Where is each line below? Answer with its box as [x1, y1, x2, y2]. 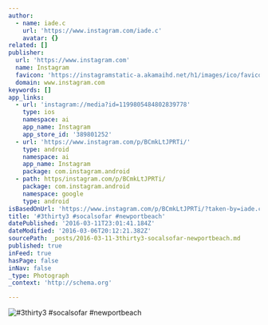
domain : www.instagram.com [15, 78, 105, 86]
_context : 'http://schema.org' [8, 279, 112, 287]
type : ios [22, 109, 56, 117]
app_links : [8, 93, 45, 101]
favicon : [15, 71, 45, 79]
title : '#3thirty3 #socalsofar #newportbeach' [8, 212, 166, 220]
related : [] [8, 42, 48, 50]
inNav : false [8, 264, 52, 272]
